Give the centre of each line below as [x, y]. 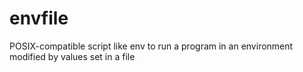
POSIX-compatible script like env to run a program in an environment [151, 46]
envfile [39, 18]
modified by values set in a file [72, 56]
